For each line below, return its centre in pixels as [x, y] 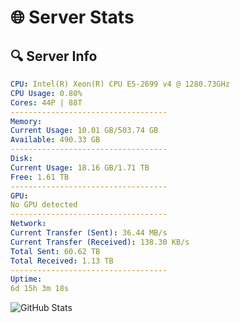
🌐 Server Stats [72, 17]
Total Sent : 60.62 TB [55, 251]
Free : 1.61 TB [40, 177]
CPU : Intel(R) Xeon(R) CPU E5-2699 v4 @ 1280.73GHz [120, 84]
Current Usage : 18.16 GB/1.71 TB [80, 167]
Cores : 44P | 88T [46, 102]
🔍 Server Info [54, 56]
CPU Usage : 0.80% [46, 93]
